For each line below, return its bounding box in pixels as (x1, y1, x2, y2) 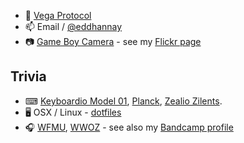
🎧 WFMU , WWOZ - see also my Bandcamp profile (24, 121, 234, 133)
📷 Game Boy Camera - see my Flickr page (24, 36, 202, 47)
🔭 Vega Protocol (24, 10, 92, 21)
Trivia (10, 68, 47, 85)
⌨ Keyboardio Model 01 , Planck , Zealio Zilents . (24, 95, 223, 107)
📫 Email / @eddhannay (24, 21, 123, 32)
